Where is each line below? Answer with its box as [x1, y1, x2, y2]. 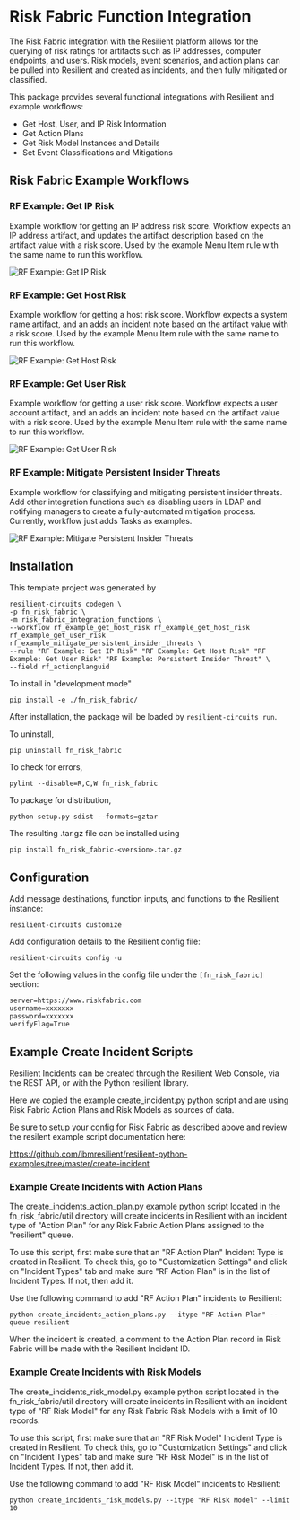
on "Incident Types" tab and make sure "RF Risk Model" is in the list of [9, 1451, 270, 1462]
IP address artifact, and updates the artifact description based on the [9, 230, 264, 240]
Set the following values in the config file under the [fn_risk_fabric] [9, 969, 264, 980]
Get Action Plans [21, 127, 85, 138]
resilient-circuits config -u [9, 954, 123, 963]
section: [9, 979, 39, 990]
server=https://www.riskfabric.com [9, 996, 142, 1006]
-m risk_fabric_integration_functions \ [9, 616, 163, 625]
